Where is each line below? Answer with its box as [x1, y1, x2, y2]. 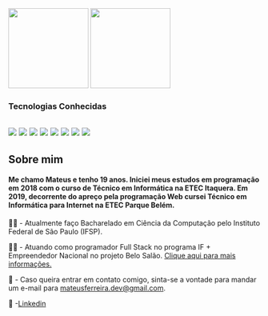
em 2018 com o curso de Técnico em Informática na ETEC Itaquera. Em [8, 183, 248, 193]
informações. [8, 259, 52, 269]
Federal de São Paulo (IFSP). [8, 226, 102, 236]
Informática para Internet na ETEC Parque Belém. [8, 200, 175, 210]
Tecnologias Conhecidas [8, 100, 107, 111]
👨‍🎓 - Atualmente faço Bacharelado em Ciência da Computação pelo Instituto [8, 218, 261, 227]
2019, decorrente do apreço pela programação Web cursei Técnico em [8, 192, 247, 202]
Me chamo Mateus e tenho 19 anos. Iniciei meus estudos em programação [8, 175, 260, 185]
